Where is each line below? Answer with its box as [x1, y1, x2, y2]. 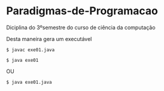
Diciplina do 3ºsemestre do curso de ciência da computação [6, 24, 156, 31]
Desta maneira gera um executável [6, 35, 92, 42]
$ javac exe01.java [6, 46, 55, 53]
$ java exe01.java [6, 79, 52, 85]
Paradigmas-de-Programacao [6, 4, 159, 18]
